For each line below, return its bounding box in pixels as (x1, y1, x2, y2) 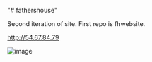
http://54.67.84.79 (7, 33, 59, 42)
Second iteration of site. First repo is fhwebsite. (7, 20, 146, 27)
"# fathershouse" (7, 6, 58, 14)
